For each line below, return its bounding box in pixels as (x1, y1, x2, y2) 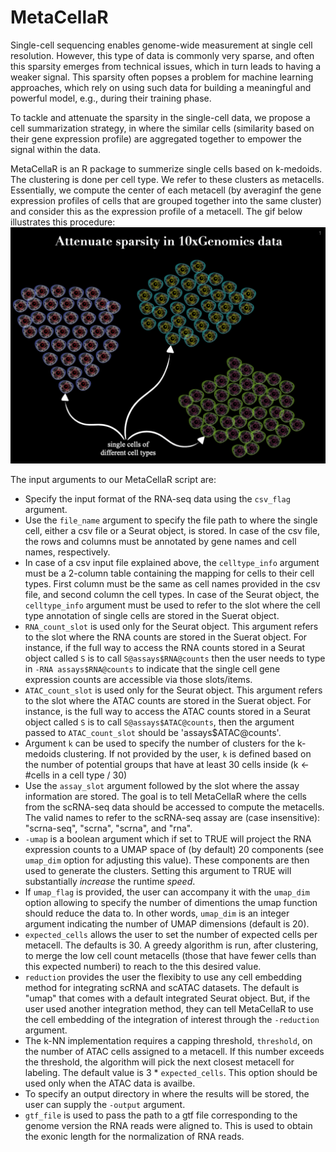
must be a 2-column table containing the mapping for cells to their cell (24, 567, 315, 579)
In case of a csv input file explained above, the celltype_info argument (24, 556, 320, 568)
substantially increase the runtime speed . (24, 875, 196, 887)
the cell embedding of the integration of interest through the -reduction (24, 1013, 320, 1025)
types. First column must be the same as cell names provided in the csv (24, 577, 321, 590)
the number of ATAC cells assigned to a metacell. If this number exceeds (24, 1045, 325, 1057)
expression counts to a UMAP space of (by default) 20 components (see (24, 843, 324, 855)
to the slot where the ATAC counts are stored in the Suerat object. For (24, 694, 312, 706)
